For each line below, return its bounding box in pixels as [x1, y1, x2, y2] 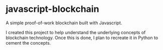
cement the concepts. [6, 40, 51, 46]
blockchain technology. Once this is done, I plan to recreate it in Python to [6, 35, 158, 41]
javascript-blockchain [6, 3, 99, 15]
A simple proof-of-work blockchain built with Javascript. [6, 20, 122, 26]
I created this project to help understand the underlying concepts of [6, 29, 146, 35]
